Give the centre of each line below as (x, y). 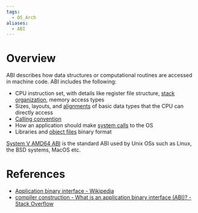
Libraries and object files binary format (63, 132)
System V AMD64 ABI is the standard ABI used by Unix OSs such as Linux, (99, 144)
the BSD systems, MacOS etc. (43, 150)
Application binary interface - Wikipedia (65, 191)
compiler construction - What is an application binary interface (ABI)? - (103, 197)
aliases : (17, 23)
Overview (31, 59)
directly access (34, 113)
